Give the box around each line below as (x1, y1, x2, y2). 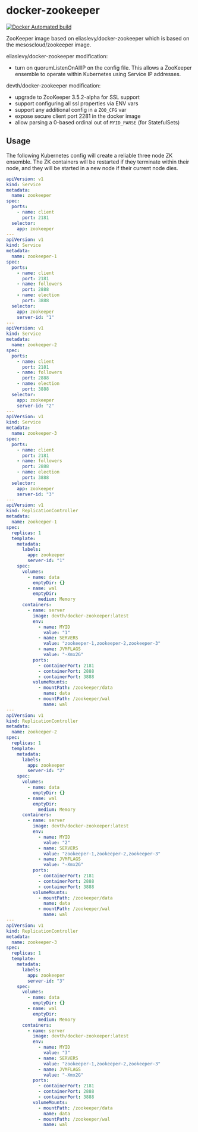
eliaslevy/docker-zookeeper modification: (6, 52, 108, 59)
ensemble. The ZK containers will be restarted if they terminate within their (6, 158, 189, 165)
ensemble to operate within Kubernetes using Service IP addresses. (14, 70, 181, 77)
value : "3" (43, 1050, 70, 1056)
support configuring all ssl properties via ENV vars (14, 99, 139, 107)
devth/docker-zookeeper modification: (6, 81, 101, 89)
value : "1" (43, 629, 70, 635)
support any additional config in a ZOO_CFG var (14, 106, 127, 113)
